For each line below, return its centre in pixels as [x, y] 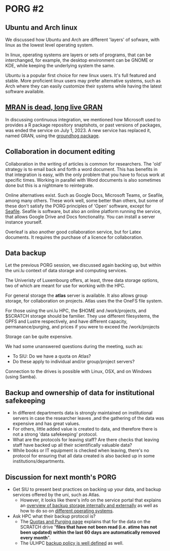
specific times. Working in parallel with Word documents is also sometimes [83, 180]
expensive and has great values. [46, 423]
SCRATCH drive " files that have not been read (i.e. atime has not [89, 527]
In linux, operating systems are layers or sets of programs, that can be [78, 55]
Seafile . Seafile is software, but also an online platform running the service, [83, 211]
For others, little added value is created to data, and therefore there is [85, 429]
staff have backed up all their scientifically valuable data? [72, 445]
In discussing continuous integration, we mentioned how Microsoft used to [83, 119]
